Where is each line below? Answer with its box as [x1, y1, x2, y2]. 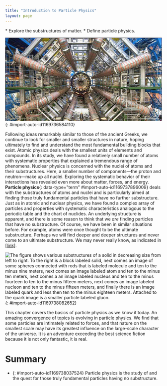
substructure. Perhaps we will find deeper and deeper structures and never [5, 232, 160, 238]
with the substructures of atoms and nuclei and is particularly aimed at [5, 190, 150, 195]
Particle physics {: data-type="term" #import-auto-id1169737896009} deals [5, 184, 161, 190]
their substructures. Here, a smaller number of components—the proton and [5, 168, 162, 174]
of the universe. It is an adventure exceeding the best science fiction [5, 331, 146, 337]
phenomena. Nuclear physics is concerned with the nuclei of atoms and [5, 163, 153, 169]
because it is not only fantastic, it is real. [5, 336, 88, 342]
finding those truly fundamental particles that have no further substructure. [5, 194, 159, 200]
